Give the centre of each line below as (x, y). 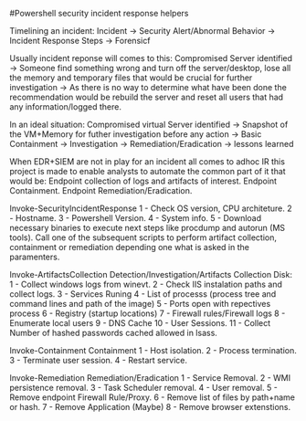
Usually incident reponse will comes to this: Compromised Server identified (151, 58)
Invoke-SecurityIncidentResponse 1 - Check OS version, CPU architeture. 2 (151, 208)
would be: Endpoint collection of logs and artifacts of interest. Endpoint (143, 181)
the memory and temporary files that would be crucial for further (131, 78)
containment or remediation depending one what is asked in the (129, 247)
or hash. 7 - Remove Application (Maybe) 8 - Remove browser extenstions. (150, 407)
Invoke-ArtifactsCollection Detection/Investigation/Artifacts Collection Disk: (151, 274)
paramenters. (35, 257)
